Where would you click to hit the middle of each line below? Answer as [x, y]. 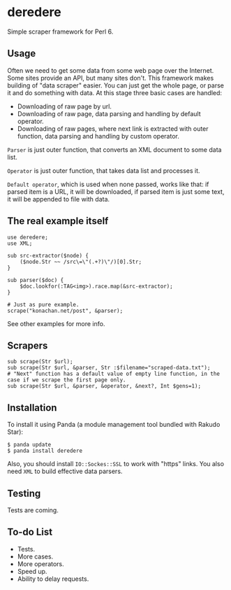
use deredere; [28, 237]
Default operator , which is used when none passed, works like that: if [108, 184]
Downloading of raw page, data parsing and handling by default [109, 113]
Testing [24, 493]
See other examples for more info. [56, 323]
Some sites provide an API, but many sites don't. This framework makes [111, 78]
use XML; [20, 243]
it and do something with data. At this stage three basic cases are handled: [114, 92]
